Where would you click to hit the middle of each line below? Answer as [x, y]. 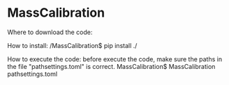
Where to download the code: [50, 32]
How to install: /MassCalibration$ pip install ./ [72, 45]
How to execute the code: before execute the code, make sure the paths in [114, 59]
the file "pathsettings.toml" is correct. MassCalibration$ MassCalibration [111, 66]
